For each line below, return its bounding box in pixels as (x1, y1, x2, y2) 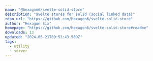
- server (9, 48, 28, 53)
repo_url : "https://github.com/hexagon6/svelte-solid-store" (5, 16, 133, 21)
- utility (9, 44, 30, 49)
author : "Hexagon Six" (5, 21, 52, 26)
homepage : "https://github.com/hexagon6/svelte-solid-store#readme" (5, 26, 149, 30)
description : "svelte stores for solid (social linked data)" (5, 12, 135, 17)
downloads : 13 (5, 30, 34, 35)
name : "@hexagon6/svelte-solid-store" (5, 7, 85, 12)
